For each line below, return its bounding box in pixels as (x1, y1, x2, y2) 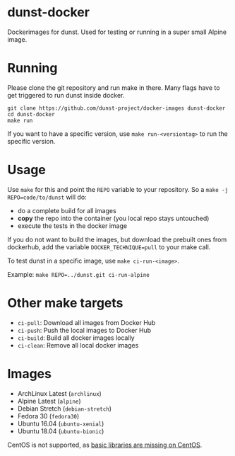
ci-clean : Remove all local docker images (17, 341, 139, 349)
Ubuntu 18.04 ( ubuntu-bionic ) (17, 426, 104, 435)
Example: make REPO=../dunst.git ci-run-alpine (7, 270, 150, 278)
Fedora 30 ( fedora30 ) (17, 411, 80, 420)
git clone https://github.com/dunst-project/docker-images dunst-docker (7, 104, 226, 112)
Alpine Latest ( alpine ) (17, 397, 81, 405)
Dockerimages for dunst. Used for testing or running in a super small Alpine (7, 28, 227, 36)
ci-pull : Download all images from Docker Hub (17, 318, 156, 326)
